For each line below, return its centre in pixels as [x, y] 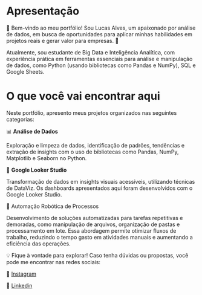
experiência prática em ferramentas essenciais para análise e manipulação [99, 59]
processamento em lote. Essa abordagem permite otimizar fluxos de [91, 230]
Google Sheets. [25, 71]
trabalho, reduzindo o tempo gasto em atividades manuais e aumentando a [100, 237]
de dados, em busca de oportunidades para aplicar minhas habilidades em [99, 34]
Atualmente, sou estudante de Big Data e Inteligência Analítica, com [91, 52]
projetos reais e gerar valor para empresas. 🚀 [63, 41]
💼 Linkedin [19, 285]
